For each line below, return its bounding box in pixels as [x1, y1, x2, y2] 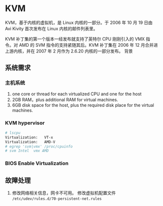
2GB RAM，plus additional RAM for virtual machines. [12, 97, 118, 103]
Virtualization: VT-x [5, 135, 54, 140]
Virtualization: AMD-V [5, 139, 55, 144]
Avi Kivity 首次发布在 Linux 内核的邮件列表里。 [5, 25, 98, 32]
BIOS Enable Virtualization [5, 160, 69, 167]
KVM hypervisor [5, 120, 45, 126]
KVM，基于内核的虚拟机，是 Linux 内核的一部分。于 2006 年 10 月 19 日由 [5, 19, 153, 25]
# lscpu [5, 130, 21, 135]
